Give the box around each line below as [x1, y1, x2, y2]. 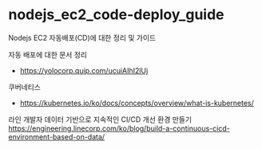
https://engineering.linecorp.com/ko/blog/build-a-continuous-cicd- [8, 124, 230, 133]
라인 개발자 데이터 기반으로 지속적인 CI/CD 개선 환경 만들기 [8, 114, 193, 124]
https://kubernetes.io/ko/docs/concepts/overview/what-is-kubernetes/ [19, 98, 254, 108]
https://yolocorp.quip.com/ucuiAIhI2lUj [19, 65, 149, 75]
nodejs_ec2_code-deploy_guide [8, 6, 224, 24]
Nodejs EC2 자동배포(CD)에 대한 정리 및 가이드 [8, 33, 157, 42]
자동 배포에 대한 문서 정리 [8, 49, 88, 59]
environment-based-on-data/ [8, 131, 105, 141]
